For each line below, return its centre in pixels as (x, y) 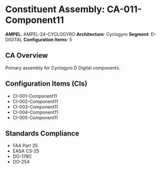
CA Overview (27, 56)
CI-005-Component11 (35, 117)
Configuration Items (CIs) (46, 84)
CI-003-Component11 (35, 107)
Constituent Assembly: (55, 9)
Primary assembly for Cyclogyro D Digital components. (63, 67)
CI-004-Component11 (35, 112)
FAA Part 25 (25, 146)
